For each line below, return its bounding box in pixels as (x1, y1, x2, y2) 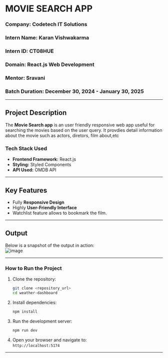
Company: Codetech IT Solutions (5, 21, 87, 28)
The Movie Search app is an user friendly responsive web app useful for (5, 122, 155, 128)
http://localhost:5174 (12, 343, 60, 348)
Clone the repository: (12, 276, 56, 282)
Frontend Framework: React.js (12, 156, 76, 162)
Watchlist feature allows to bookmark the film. (12, 210, 107, 216)
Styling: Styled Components (12, 162, 71, 168)
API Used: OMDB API (12, 167, 56, 173)
